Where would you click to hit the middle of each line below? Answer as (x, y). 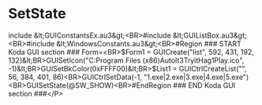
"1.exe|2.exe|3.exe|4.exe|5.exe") (196, 77)
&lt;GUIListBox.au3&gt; (210, 35)
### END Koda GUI (204, 85)
